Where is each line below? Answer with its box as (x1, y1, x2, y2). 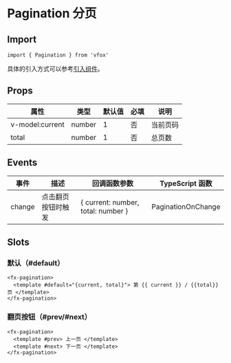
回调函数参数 (91, 178, 134, 188)
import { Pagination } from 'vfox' (7, 52, 109, 59)
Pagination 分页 (7, 6, 98, 21)
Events (7, 157, 38, 169)
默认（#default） (7, 258, 65, 268)
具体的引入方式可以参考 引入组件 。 (7, 65, 104, 72)
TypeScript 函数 (159, 178, 213, 188)
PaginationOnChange (151, 202, 221, 211)
